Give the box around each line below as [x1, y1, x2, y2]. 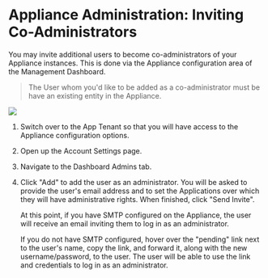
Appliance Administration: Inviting [8, 6, 245, 24]
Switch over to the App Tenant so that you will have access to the [19, 121, 239, 131]
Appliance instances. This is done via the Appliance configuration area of [8, 58, 253, 68]
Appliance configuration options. [19, 130, 130, 140]
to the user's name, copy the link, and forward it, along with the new [19, 242, 248, 252]
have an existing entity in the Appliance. [28, 91, 162, 100]
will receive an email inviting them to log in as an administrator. [19, 218, 229, 228]
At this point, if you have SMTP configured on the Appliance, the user [19, 210, 252, 220]
